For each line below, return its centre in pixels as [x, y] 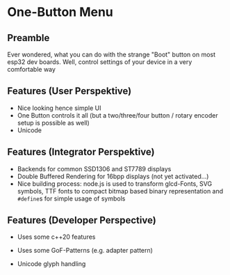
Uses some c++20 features [56, 237]
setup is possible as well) [54, 123]
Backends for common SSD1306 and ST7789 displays [94, 168]
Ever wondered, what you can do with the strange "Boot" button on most [112, 54]
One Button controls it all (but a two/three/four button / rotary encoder [117, 115]
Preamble [28, 38]
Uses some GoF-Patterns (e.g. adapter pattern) [85, 251]
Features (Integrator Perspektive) [81, 152]
